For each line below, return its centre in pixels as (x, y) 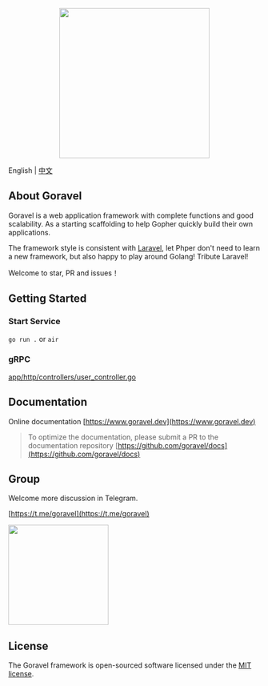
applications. (29, 232)
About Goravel (45, 196)
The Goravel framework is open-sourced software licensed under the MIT (130, 665)
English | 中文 (31, 170)
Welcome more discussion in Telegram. (73, 498)
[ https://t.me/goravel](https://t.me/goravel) (79, 514)
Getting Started (48, 299)
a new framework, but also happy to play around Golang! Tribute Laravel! (128, 256)
